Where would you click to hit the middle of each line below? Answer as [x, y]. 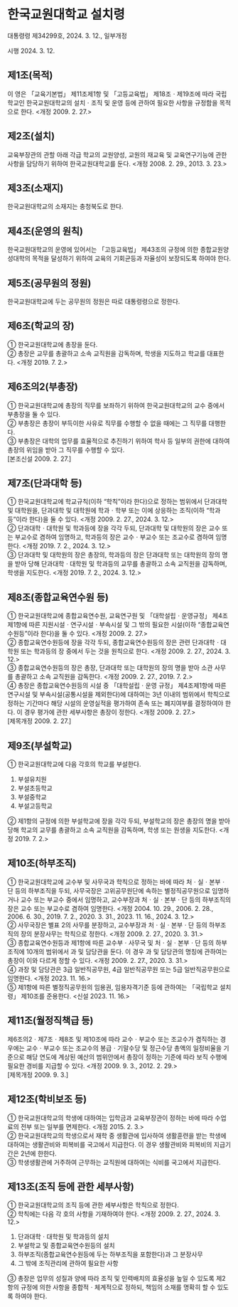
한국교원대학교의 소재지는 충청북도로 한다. [65, 206]
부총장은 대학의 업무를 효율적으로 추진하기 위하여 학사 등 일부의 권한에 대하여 [124, 441]
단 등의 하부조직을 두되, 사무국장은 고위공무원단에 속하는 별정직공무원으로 [109, 890]
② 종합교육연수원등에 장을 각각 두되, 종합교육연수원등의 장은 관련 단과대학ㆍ [114, 642]
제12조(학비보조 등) [47, 1099]
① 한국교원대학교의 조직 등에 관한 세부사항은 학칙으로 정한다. [93, 1205]
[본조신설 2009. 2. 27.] [39, 459]
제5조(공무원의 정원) [49, 283]
